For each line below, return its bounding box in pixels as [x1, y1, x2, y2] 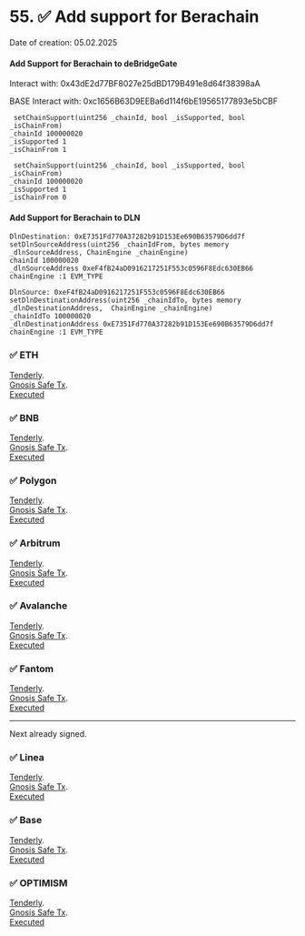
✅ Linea [9, 751, 44, 764]
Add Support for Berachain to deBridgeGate [9, 57, 178, 69]
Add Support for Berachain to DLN [9, 212, 141, 223]
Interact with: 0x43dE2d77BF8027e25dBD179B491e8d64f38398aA [9, 78, 261, 89]
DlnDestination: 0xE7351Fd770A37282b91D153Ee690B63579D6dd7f [9, 232, 246, 242]
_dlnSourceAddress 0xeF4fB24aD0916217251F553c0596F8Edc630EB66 [9, 264, 254, 274]
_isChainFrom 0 [9, 193, 67, 202]
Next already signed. [9, 729, 88, 740]
